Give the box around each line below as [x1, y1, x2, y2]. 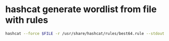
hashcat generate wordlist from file [5, 4, 157, 15]
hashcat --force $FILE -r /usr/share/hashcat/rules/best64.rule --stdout [5, 31, 165, 36]
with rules [5, 14, 48, 26]
